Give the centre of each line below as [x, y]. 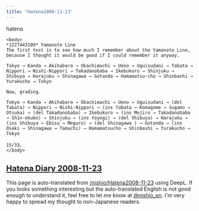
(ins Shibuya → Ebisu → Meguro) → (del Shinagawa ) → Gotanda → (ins [94, 123]
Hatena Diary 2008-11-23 [54, 168]
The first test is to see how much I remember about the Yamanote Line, [98, 50]
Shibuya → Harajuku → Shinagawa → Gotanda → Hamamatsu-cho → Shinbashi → [100, 76]
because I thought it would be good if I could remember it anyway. [93, 55]
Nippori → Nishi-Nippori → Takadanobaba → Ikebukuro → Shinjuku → [90, 71]
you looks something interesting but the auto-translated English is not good [99, 189]
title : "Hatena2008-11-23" [40, 12]
